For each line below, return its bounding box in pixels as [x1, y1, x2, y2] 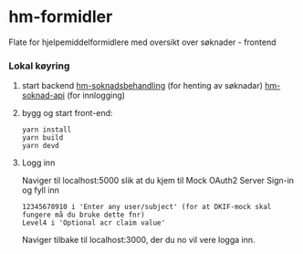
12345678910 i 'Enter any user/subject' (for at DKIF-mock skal [21, 203, 272, 212]
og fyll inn [21, 185, 60, 196]
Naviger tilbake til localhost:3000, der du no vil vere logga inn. [21, 235, 256, 246]
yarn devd [21, 142, 60, 151]
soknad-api [21, 90, 66, 101]
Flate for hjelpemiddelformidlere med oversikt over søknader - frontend [8, 37, 277, 48]
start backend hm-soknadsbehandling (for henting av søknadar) [21, 80, 264, 91]
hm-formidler [8, 6, 113, 27]
